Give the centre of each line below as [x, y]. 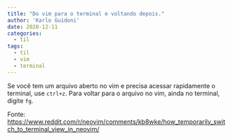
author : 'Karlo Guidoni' [44, 20]
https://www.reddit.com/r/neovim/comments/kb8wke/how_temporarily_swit [116, 121]
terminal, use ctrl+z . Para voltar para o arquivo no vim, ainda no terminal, [114, 93]
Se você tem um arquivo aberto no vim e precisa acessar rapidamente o [111, 85]
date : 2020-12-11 [33, 27]
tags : [15, 46]
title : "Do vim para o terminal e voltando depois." [86, 14]
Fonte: [16, 114]
